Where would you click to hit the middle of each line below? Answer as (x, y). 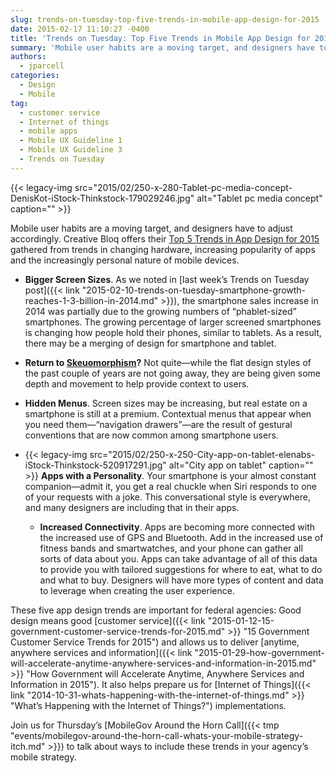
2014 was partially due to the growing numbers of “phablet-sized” (160, 311)
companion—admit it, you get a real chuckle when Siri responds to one (170, 486)
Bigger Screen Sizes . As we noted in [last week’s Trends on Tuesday (167, 279)
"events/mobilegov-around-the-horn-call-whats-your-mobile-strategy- (157, 735)
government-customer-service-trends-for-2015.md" (118, 631)
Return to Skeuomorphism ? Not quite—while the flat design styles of (168, 362)
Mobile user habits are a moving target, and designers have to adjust (151, 228)
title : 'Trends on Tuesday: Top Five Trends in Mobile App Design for (160, 38)
